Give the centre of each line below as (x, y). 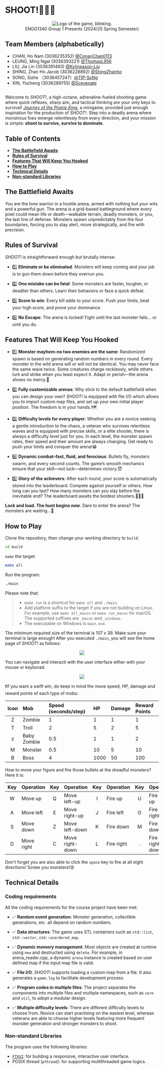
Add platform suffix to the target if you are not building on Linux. (89, 608)
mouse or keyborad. (25, 667)
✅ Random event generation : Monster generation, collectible (74, 917)
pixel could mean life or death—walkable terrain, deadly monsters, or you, (79, 214)
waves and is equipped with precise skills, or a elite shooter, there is (81, 431)
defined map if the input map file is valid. (53, 963)
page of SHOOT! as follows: (33, 643)
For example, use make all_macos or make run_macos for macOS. (88, 613)
